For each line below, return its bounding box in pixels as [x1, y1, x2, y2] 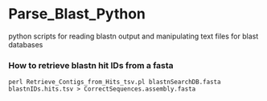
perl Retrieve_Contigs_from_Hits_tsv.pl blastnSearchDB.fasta [8, 78, 221, 87]
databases [8, 39, 43, 49]
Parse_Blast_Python [8, 5, 146, 23]
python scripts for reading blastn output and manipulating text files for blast [8, 31, 259, 41]
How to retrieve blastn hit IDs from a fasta [8, 59, 175, 71]
